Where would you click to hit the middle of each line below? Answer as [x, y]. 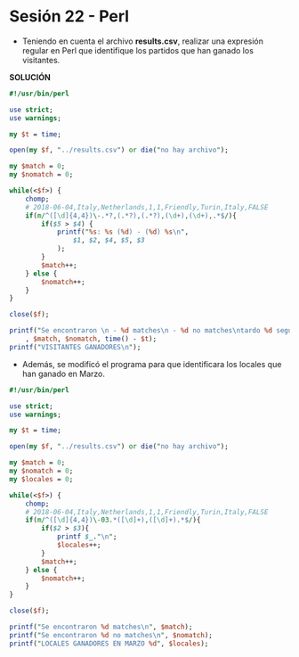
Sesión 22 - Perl [69, 16]
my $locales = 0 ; [41, 479]
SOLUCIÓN [30, 77]
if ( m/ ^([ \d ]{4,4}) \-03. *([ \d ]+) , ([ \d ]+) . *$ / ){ [113, 520]
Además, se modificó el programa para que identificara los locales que [152, 364]
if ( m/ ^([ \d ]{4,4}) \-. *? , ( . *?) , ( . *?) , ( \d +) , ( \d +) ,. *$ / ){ [131, 216]
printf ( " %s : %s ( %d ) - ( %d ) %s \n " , [123, 232]
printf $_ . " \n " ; [87, 537]
